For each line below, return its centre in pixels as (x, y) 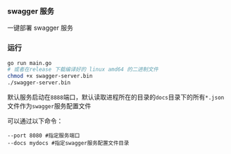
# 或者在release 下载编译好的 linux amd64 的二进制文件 (83, 70)
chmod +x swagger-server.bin (50, 76)
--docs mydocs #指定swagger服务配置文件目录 (68, 143)
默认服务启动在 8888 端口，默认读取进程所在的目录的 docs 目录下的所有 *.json (116, 97)
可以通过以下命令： (35, 121)
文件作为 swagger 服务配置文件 (49, 106)
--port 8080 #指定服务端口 (44, 136)
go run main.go (30, 63)
